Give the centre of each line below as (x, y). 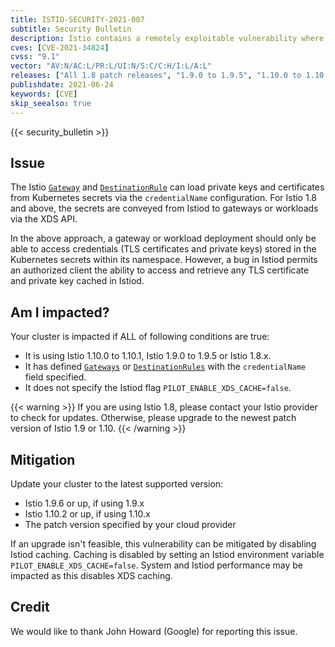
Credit (30, 607)
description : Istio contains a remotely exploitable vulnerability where (167, 38)
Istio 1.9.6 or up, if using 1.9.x (84, 503)
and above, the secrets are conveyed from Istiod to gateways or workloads (164, 208)
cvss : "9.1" (35, 57)
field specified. (55, 377)
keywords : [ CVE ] (44, 94)
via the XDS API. (44, 219)
